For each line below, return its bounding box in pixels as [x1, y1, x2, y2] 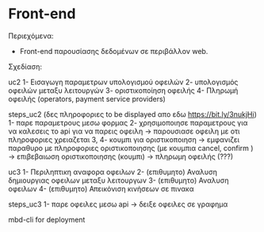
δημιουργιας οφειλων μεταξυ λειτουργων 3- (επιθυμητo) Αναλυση [8, 176, 229, 185]
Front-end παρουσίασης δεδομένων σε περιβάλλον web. [19, 46, 209, 56]
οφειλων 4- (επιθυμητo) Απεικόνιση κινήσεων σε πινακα [8, 184, 194, 193]
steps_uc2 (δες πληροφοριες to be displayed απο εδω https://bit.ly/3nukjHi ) [8, 109, 258, 119]
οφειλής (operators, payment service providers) [8, 94, 166, 103]
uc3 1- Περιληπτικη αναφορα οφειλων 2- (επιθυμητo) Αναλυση [8, 167, 218, 176]
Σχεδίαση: [8, 61, 42, 72]
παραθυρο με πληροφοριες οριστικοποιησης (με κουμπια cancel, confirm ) [8, 143, 254, 153]
